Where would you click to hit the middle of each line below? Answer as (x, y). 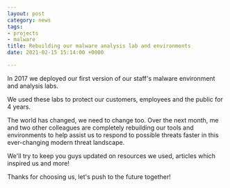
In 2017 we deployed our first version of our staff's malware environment (111, 78)
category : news (29, 20)
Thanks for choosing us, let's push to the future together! (89, 177)
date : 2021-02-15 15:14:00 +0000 (56, 53)
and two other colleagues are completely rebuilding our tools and (101, 127)
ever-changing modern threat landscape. (66, 142)
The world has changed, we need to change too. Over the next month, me (113, 120)
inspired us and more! (38, 163)
